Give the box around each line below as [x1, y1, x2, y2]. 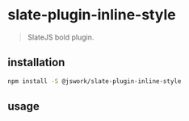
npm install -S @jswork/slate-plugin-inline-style [7, 77, 182, 86]
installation [7, 56, 65, 69]
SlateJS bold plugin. [27, 32, 94, 42]
